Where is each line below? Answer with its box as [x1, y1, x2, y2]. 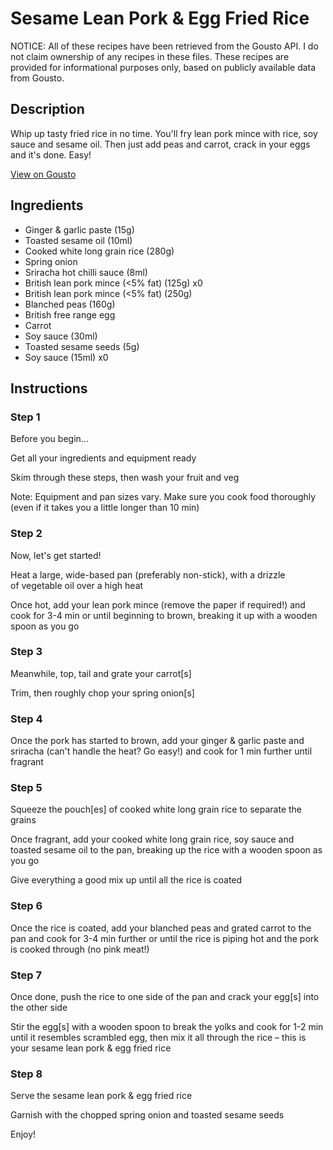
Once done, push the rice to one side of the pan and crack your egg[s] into [10, 991, 320, 1003]
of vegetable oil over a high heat [10, 579, 144, 591]
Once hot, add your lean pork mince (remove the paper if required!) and [10, 598, 306, 611]
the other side [10, 1002, 68, 1014]
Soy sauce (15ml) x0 [24, 351, 109, 363]
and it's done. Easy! [10, 148, 92, 161]
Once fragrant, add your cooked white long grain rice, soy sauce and [10, 833, 295, 846]
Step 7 [10, 968, 42, 982]
